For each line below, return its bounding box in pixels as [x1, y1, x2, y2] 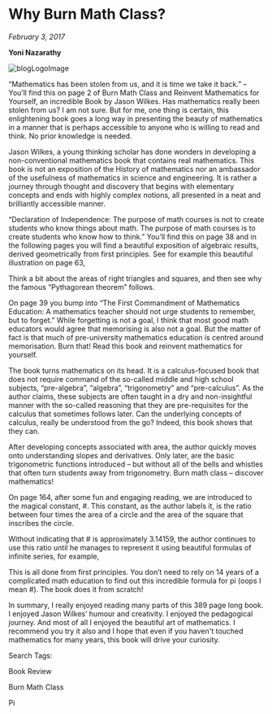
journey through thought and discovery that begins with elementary [8, 181, 235, 191]
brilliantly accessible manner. [8, 199, 106, 208]
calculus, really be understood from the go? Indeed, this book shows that [8, 417, 253, 427]
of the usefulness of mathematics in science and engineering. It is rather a [8, 173, 257, 182]
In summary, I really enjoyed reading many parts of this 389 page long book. [8, 600, 264, 610]
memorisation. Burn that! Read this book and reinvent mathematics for [8, 341, 244, 351]
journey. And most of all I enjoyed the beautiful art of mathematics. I [8, 617, 235, 627]
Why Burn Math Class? [8, 5, 166, 24]
